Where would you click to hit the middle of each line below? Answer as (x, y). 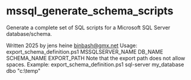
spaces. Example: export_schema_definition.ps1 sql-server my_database (95, 64)
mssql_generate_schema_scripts (90, 11)
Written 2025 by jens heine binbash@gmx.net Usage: (72, 45)
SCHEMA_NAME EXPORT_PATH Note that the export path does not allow (96, 58)
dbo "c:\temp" (23, 70)
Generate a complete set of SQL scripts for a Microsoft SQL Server (88, 27)
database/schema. (29, 33)
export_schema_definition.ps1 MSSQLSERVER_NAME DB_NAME (85, 51)
